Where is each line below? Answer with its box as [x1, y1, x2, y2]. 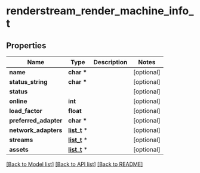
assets [9, 146, 29, 153]
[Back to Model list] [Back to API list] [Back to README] [6, 161, 143, 168]
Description [93, 58, 128, 66]
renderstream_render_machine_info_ [6, 4, 194, 18]
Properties [6, 40, 47, 51]
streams [9, 136, 33, 144]
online [9, 97, 27, 105]
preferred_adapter [9, 117, 63, 124]
